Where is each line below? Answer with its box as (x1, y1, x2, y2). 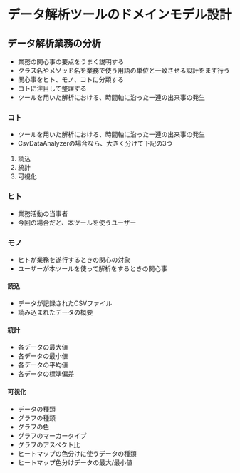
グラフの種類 (17, 413, 56, 422)
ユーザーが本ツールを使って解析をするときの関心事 (17, 264, 167, 273)
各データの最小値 (17, 352, 68, 360)
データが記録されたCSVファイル (17, 299, 113, 307)
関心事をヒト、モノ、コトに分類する (17, 76, 125, 83)
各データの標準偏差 (17, 370, 75, 378)
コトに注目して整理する (17, 84, 87, 93)
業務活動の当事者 (17, 209, 68, 218)
